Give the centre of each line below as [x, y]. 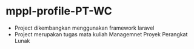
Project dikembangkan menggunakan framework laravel [84, 28]
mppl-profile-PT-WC [59, 11]
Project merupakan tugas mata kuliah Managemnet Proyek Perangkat [101, 34]
